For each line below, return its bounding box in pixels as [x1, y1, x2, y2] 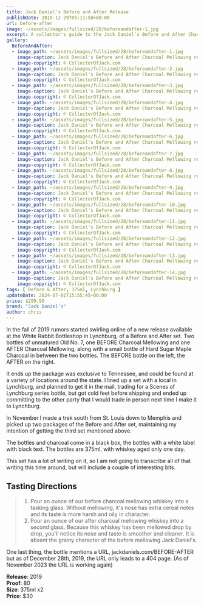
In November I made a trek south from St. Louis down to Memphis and [6, 414, 182, 421]
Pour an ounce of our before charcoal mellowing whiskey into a [30, 497, 189, 504]
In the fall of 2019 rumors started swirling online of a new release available [6, 326, 192, 333]
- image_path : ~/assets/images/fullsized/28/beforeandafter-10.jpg [12, 202, 186, 208]
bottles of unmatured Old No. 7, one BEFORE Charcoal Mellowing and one [6, 339, 191, 346]
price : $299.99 [6, 298, 45, 304]
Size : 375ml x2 [6, 586, 44, 593]
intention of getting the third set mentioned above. [6, 427, 132, 434]
